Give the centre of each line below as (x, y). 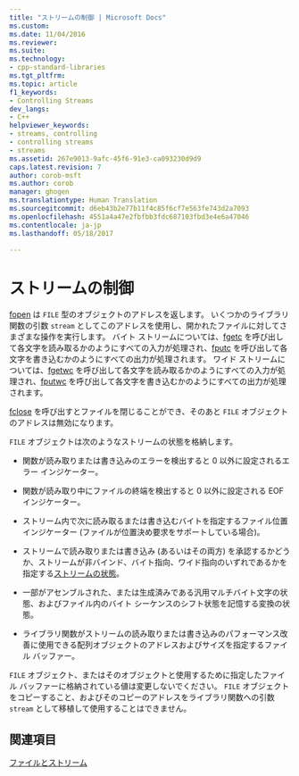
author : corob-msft (46, 175)
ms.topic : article (43, 84)
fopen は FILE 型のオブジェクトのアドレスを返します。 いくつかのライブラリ (149, 314)
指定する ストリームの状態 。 (73, 573)
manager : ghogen (39, 192)
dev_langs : (29, 109)
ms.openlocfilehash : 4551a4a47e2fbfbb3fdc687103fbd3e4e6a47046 (129, 217)
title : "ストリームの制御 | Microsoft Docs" (88, 17)
